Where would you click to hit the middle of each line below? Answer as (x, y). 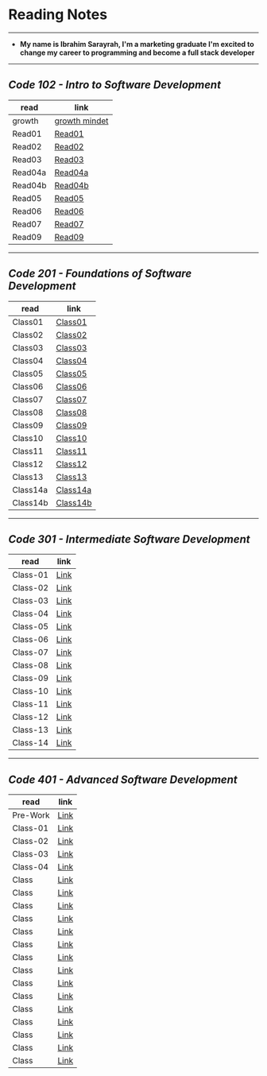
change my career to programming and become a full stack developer (137, 52)
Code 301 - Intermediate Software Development (129, 539)
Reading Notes (58, 15)
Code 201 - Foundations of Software (100, 274)
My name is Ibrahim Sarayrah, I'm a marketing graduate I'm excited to (137, 44)
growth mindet (81, 121)
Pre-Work (31, 815)
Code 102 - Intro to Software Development (114, 85)
